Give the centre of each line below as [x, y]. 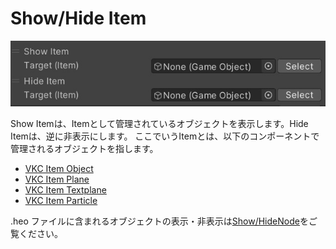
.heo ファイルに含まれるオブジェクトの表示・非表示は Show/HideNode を [159, 221]
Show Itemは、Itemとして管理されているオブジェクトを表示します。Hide [159, 123]
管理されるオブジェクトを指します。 [84, 148]
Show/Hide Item [78, 18]
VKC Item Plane [57, 179]
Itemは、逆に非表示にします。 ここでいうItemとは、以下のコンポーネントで [165, 136]
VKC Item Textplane [65, 189]
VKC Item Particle [61, 200]
